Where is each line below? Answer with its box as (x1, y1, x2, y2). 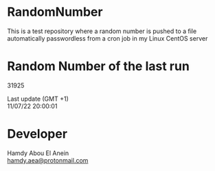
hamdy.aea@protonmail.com (7, 156, 89, 164)
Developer (7, 126, 67, 142)
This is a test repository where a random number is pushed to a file (7, 27, 197, 35)
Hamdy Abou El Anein (7, 149, 69, 157)
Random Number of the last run (7, 59, 190, 74)
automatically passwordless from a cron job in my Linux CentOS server (7, 34, 208, 42)
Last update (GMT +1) (7, 94, 69, 103)
